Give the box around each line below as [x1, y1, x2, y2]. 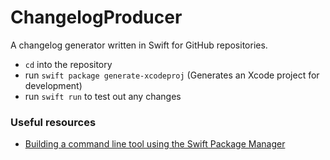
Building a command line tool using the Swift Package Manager [24, 138, 286, 150]
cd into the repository [24, 58, 113, 70]
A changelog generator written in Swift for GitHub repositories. [10, 39, 268, 51]
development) [24, 79, 83, 91]
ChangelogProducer [10, 6, 183, 29]
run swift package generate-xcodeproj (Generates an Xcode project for [24, 69, 320, 81]
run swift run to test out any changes [24, 90, 182, 102]
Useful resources [10, 115, 97, 129]
